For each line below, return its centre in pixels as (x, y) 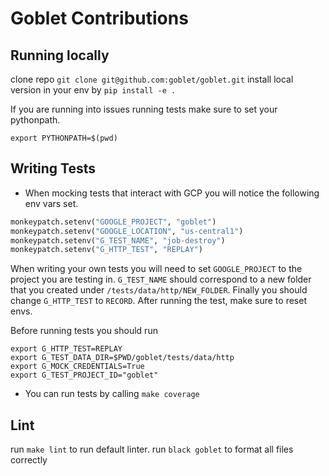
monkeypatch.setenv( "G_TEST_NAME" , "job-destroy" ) (118, 240)
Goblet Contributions (99, 18)
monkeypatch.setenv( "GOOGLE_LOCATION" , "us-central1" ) (127, 231)
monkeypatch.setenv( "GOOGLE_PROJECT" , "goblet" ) (113, 222)
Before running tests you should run (84, 331)
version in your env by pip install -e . (93, 90)
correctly (29, 460)
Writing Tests (53, 168)
